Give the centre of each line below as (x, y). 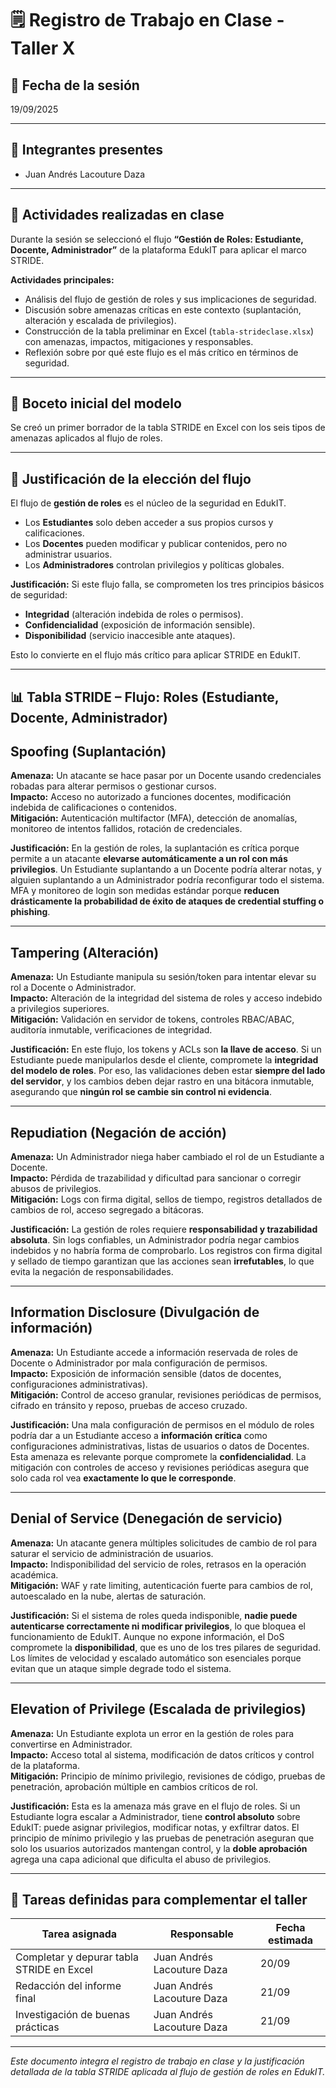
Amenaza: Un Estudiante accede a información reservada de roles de (154, 1352)
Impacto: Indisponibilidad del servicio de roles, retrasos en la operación (158, 1564)
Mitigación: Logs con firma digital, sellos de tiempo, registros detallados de (166, 1199)
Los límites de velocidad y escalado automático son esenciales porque (156, 1658)
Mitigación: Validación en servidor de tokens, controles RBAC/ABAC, (152, 1019)
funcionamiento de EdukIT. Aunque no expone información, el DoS (147, 1636)
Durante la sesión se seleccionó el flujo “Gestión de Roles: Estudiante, (157, 239)
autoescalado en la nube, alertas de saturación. (108, 1596)
